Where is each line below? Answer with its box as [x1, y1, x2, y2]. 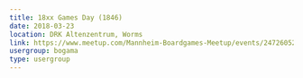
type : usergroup [9, 55, 70, 64]
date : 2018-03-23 [9, 22, 75, 30]
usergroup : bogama [9, 47, 78, 56]
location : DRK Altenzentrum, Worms [9, 30, 143, 39]
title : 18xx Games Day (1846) [9, 13, 124, 22]
